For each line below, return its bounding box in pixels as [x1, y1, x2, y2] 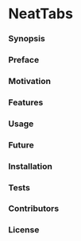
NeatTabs [8, 5, 74, 23]
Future [8, 140, 34, 151]
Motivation [8, 75, 52, 86]
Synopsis [8, 33, 45, 44]
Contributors [8, 203, 60, 214]
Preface [8, 55, 40, 66]
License [8, 224, 40, 235]
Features [8, 97, 44, 108]
